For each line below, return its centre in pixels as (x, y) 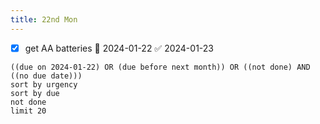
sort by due (35, 93)
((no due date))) (46, 76)
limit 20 (28, 111)
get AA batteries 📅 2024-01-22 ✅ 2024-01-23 (119, 48)
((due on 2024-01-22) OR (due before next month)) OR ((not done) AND (160, 67)
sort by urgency (44, 84)
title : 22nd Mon (44, 19)
